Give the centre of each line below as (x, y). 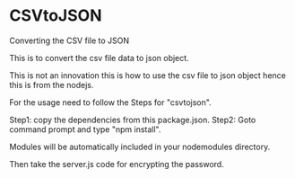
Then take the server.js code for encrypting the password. (117, 164)
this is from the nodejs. (52, 85)
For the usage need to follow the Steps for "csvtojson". (111, 102)
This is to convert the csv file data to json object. (100, 58)
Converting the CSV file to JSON (69, 40)
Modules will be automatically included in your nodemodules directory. (140, 147)
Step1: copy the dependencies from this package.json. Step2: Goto (133, 120)
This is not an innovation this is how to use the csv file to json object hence (148, 75)
